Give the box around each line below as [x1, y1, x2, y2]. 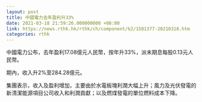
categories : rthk [6, 31, 50, 37]
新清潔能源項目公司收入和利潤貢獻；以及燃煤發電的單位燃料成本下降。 [6, 89, 181, 97]
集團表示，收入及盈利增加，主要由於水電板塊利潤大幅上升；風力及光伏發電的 [6, 82, 197, 89]
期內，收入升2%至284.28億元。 [6, 69, 86, 76]
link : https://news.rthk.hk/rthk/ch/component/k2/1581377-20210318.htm [6, 25, 190, 32]
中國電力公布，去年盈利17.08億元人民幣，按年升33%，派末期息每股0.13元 [6, 49, 188, 56]
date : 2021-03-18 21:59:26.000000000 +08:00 [6, 20, 120, 26]
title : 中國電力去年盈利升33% [6, 14, 74, 21]
